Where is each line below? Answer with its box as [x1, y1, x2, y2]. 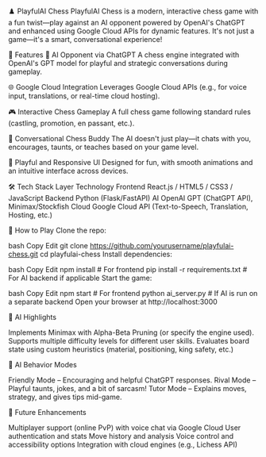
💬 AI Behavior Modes [8, 360, 77, 369]
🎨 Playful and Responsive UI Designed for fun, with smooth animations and [8, 158, 253, 167]
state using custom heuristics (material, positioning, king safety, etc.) [8, 344, 234, 354]
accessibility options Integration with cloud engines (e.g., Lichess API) [8, 440, 238, 449]
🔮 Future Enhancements [8, 408, 87, 417]
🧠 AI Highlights [8, 313, 57, 321]
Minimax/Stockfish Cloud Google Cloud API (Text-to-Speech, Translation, [8, 202, 249, 211]
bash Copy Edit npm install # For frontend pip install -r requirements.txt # [8, 265, 248, 274]
